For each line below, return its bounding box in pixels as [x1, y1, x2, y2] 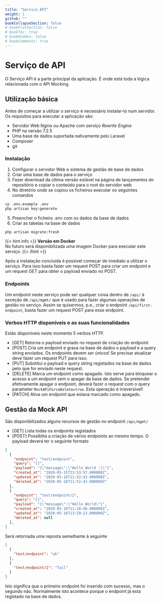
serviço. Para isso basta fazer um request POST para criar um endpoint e [5, 263, 151, 269]
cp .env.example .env [5, 201, 49, 207]
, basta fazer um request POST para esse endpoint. [22, 307, 125, 313]
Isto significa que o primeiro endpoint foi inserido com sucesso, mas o [5, 583, 145, 589]
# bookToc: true [5, 30, 38, 35]
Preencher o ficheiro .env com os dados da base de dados [12, 215, 129, 221]
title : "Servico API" [5, 7, 49, 12]
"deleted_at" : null [14, 515, 53, 520]
